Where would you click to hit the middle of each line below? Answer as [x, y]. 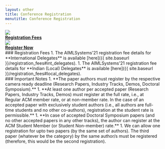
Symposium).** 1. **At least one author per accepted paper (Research [77, 89]
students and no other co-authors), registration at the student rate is [84, 110]
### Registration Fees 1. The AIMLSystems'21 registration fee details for [78, 53]
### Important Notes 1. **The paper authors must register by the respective [83, 79]
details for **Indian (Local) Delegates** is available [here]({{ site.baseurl [79, 69]
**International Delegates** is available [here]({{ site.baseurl [67, 58]
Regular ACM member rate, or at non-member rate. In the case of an [75, 100]
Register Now [19, 48]
